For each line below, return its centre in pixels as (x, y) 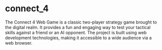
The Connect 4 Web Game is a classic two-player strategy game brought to (81, 22)
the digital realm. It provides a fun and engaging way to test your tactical (78, 27)
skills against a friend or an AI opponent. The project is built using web (76, 32)
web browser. (19, 43)
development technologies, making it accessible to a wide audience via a (79, 38)
